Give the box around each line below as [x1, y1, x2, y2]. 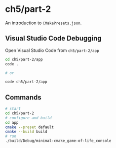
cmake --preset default [5, 125, 54, 130]
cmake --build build [5, 129, 48, 134]
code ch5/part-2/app [5, 79, 48, 85]
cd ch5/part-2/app [5, 57, 43, 62]
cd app [5, 120, 19, 125]
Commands [5, 93, 42, 101]
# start [5, 106, 21, 111]
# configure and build [5, 115, 52, 120]
